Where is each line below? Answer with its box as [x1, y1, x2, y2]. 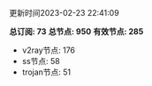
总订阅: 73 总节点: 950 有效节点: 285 [9, 26, 144, 37]
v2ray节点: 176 [21, 45, 76, 55]
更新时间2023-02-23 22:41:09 [9, 8, 119, 18]
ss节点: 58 [21, 56, 60, 66]
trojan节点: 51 [21, 67, 72, 77]
